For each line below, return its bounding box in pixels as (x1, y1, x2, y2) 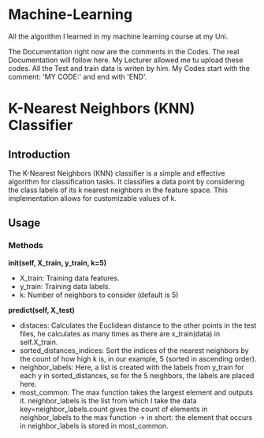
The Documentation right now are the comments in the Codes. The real (8, 46, 240, 56)
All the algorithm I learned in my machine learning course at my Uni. (8, 32, 229, 41)
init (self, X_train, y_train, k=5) (8, 258, 107, 267)
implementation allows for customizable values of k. (8, 193, 177, 202)
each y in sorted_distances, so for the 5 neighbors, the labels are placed (19, 370, 255, 380)
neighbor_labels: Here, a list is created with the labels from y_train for (19, 362, 244, 372)
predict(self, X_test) (8, 305, 75, 314)
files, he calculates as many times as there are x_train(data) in (19, 328, 221, 338)
